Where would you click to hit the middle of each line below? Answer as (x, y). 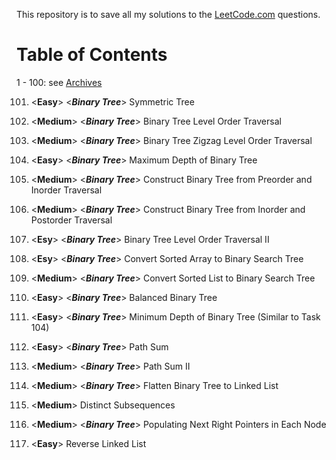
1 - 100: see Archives (59, 82)
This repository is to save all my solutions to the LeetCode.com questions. (168, 14)
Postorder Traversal (71, 220)
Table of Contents (92, 55)
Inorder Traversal (66, 190)
